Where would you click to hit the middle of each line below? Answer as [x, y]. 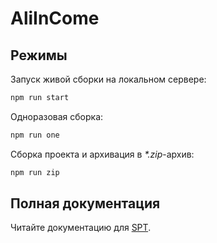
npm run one [35, 135]
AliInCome [55, 18]
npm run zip [35, 172]
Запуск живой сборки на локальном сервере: [108, 79]
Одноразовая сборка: [57, 116]
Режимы [39, 55]
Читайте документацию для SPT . [81, 228]
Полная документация [85, 203]
